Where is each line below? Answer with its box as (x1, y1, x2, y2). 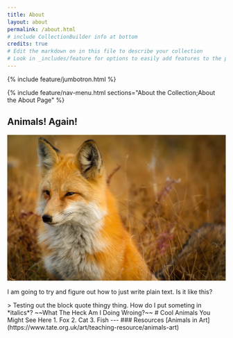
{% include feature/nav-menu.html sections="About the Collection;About (7, 88, 216, 96)
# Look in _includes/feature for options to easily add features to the (7, 56, 222, 62)
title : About (7, 11, 45, 18)
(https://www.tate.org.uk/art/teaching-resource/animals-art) (7, 323, 180, 331)
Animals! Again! (7, 116, 78, 128)
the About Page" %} (7, 96, 64, 104)
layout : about (7, 18, 49, 26)
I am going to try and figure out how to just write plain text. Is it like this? (7, 287, 213, 296)
